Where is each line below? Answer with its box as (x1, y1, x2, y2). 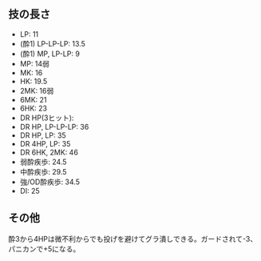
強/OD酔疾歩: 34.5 (19, 177, 80, 187)
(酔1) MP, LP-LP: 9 (19, 49, 80, 58)
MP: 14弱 (19, 58, 50, 68)
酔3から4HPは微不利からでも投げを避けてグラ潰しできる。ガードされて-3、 (8, 234, 258, 243)
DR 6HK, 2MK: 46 (19, 147, 78, 157)
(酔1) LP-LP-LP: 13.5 (19, 38, 85, 48)
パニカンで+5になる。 (8, 243, 81, 254)
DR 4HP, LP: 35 (19, 139, 71, 148)
